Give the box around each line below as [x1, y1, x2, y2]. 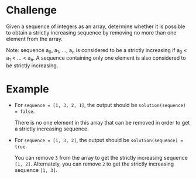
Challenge [6, 4, 57, 17]
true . [14, 143, 27, 150]
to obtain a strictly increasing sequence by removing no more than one [6, 29, 177, 36]
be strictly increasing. [6, 62, 59, 69]
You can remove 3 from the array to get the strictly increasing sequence [14, 154, 188, 161]
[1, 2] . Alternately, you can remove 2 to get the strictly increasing [14, 160, 174, 167]
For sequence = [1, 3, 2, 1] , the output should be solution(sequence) [14, 102, 186, 109]
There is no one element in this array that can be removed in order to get [14, 119, 190, 126]
